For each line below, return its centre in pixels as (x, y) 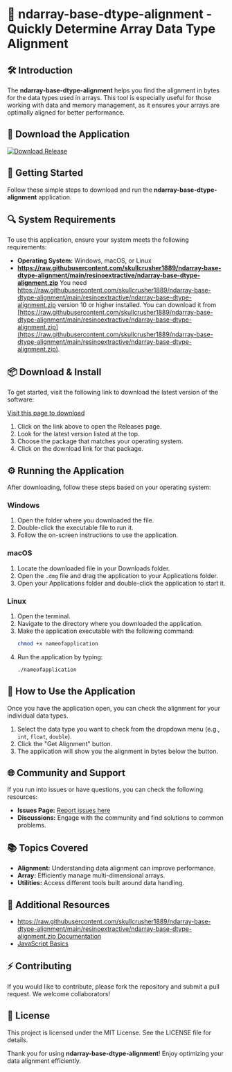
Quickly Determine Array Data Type (111, 29)
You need (73, 283)
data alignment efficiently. (44, 1061)
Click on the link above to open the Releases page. (89, 427)
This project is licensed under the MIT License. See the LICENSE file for (109, 1032)
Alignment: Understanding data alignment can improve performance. (116, 868)
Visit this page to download (46, 413)
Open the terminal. (44, 616)
